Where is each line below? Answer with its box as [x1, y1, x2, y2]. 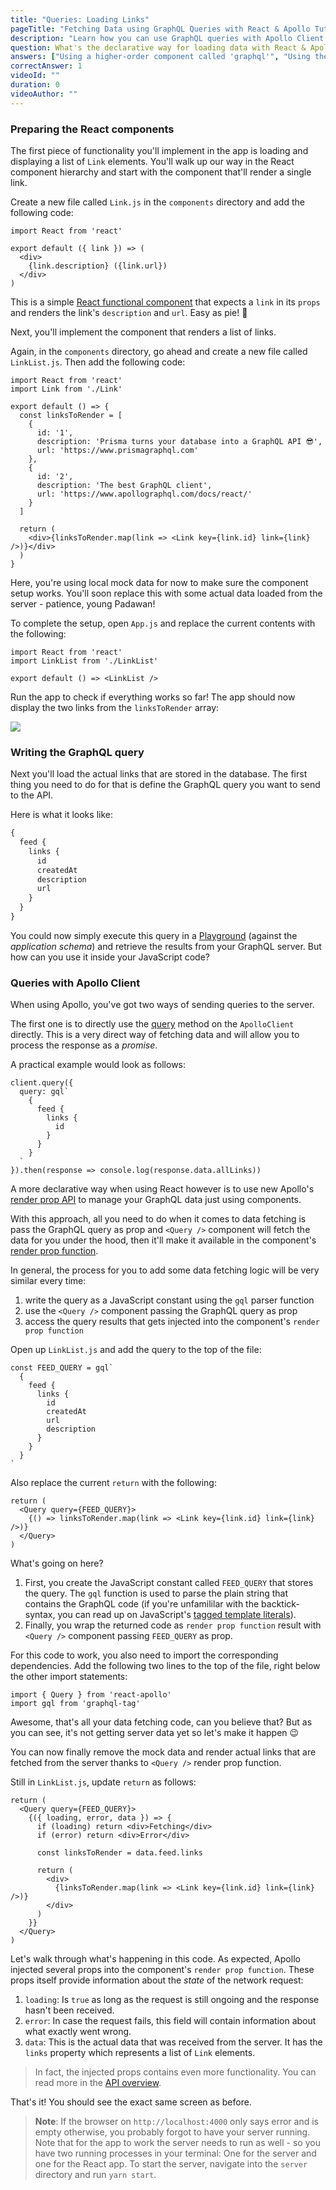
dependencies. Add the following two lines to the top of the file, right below [10, 1660, 321, 1672]
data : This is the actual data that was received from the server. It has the [24, 2036, 323, 2048]
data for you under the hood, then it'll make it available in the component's [10, 1234, 317, 1246]
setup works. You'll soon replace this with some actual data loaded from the [10, 587, 323, 599]
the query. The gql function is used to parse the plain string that [24, 1587, 289, 1600]
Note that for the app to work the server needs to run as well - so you [34, 2137, 321, 2149]
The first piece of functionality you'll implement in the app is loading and [10, 144, 309, 156]
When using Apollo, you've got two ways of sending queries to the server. [10, 999, 315, 1011]
